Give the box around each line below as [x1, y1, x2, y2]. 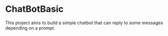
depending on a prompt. [5, 25, 55, 31]
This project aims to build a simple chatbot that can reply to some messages [5, 20, 163, 26]
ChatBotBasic [5, 3, 64, 15]
